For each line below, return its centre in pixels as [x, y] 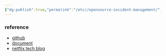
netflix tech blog [28, 48]
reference [17, 27]
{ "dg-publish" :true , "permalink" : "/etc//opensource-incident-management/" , [83, 10]
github [18, 38]
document [22, 43]
